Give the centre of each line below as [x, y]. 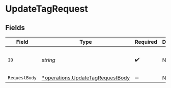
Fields [15, 28]
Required [146, 42]
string [49, 60]
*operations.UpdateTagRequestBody [86, 78]
